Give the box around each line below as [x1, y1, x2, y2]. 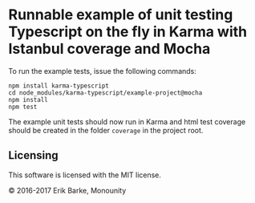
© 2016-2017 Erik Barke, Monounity [8, 185, 127, 195]
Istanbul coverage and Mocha [8, 40, 211, 58]
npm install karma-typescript [8, 82, 110, 90]
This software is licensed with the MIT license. [8, 170, 162, 180]
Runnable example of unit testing [8, 6, 233, 24]
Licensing [8, 148, 59, 162]
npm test [8, 103, 38, 111]
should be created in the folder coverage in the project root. [8, 125, 204, 135]
